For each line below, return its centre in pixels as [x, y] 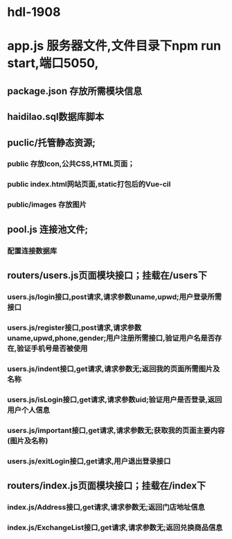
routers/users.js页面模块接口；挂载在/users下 [107, 276]
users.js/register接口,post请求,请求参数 [74, 327]
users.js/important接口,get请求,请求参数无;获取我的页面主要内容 [116, 430]
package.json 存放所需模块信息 [75, 91]
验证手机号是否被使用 [52, 348]
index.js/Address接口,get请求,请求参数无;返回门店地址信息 [106, 507]
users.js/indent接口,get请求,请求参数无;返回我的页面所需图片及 [114, 368]
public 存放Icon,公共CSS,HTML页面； [71, 164]
